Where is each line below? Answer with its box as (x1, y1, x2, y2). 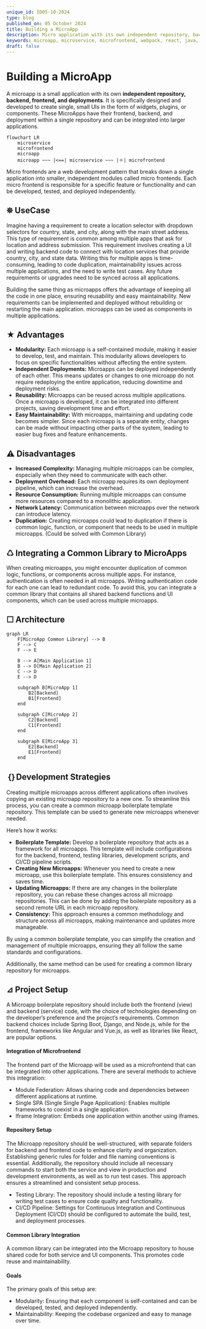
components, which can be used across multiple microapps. (6, 597, 159, 604)
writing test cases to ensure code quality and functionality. (15, 1197, 164, 1204)
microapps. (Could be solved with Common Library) (15, 530, 147, 537)
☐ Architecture (6, 615, 66, 625)
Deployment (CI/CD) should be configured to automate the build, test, (15, 1210, 191, 1218)
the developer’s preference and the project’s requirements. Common (6, 1014, 179, 1021)
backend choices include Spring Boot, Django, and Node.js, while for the (6, 1020, 190, 1027)
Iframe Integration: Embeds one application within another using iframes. (15, 1112, 200, 1120)
